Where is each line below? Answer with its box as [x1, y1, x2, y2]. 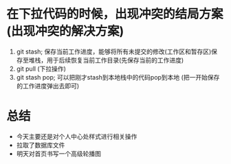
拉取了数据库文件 [16, 141, 65, 149]
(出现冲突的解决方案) [6, 23, 124, 39]
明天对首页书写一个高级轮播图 [16, 149, 101, 158]
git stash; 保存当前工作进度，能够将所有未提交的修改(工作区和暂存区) [16, 47, 212, 56]
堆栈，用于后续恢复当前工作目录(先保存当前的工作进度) [28, 56, 184, 64]
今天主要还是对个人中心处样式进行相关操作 [16, 132, 137, 141]
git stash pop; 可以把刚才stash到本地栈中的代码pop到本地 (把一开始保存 [16, 73, 220, 81]
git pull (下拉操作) [16, 65, 67, 73]
